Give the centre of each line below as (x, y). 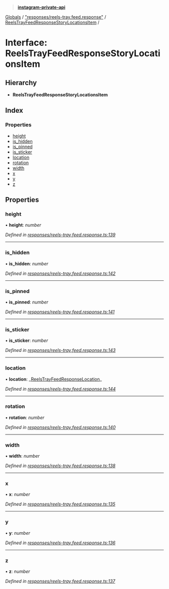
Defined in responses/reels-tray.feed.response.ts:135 (60, 504)
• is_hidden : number (27, 263)
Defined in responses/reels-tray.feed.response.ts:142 (60, 273)
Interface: (26, 43)
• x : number (18, 494)
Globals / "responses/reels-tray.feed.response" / (56, 17)
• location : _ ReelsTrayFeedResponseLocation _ (54, 379)
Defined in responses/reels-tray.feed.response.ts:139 (60, 235)
